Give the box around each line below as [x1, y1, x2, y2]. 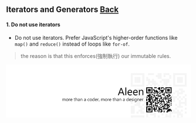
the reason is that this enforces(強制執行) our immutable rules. [20, 52, 171, 59]
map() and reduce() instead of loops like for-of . [14, 40, 130, 47]
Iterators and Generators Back [6, 5, 119, 15]
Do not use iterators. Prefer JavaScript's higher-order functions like [14, 34, 178, 41]
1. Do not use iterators [6, 20, 60, 28]
